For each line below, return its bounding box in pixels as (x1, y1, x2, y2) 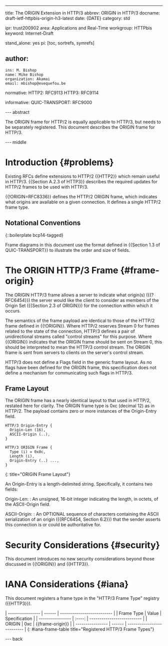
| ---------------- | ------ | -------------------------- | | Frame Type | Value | (5, 610, 161, 616)
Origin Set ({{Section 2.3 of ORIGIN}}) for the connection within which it (5, 302, 153, 308)
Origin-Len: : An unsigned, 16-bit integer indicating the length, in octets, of (5, 496, 158, 502)
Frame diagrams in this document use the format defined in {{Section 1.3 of (5, 241, 160, 248)
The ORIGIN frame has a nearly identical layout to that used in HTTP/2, (5, 398, 151, 404)
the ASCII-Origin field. (5, 501, 51, 507)
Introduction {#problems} (5, 157, 114, 168)
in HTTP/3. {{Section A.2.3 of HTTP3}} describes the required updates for (5, 178, 157, 184)
